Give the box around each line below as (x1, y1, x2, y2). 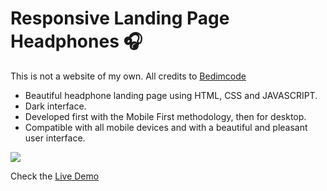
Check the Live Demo (10, 170, 100, 182)
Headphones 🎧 (10, 30, 143, 53)
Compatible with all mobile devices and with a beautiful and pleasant (24, 121, 308, 133)
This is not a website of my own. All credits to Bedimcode (10, 70, 247, 82)
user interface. (24, 132, 86, 144)
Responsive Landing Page (10, 7, 230, 30)
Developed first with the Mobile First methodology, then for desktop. (24, 110, 307, 122)
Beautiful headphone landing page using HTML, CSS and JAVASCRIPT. (24, 89, 318, 101)
